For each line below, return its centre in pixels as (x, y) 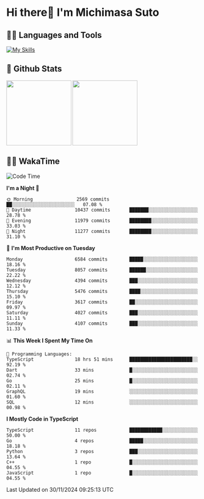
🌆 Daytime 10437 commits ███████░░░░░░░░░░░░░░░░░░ (102, 210)
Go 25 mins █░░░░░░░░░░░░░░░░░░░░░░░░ (102, 381)
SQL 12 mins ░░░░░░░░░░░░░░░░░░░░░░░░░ (102, 402)
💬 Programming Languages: (39, 354)
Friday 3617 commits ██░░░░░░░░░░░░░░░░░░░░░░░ (102, 302)
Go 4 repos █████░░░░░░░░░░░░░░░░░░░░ (102, 441)
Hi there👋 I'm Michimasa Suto (83, 13)
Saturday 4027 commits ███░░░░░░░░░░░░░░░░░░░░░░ (102, 312)
